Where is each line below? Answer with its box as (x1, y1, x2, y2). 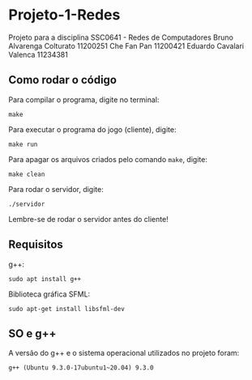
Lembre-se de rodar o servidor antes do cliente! (8, 214, 169, 224)
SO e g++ (8, 327, 57, 340)
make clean (8, 170, 45, 178)
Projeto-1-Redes (8, 6, 121, 24)
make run (8, 140, 38, 148)
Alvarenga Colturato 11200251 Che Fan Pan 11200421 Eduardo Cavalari (8, 41, 245, 50)
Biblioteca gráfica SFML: (8, 289, 91, 299)
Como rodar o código (8, 73, 117, 87)
